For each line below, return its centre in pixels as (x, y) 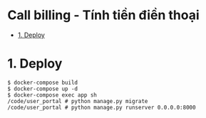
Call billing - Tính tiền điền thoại (103, 15)
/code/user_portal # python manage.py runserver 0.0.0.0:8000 (102, 107)
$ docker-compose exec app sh (52, 95)
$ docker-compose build (43, 82)
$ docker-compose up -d (43, 89)
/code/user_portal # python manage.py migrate (78, 101)
